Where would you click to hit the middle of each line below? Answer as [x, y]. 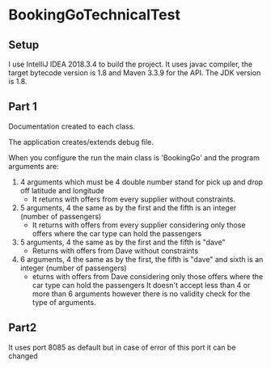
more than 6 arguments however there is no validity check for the [141, 294]
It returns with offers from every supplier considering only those [139, 225]
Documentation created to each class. [72, 126]
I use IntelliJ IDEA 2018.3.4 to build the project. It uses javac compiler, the [131, 64]
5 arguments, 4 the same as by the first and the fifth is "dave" [123, 242]
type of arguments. [64, 302]
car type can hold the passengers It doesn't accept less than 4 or [141, 285]
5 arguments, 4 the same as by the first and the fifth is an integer [128, 207]
